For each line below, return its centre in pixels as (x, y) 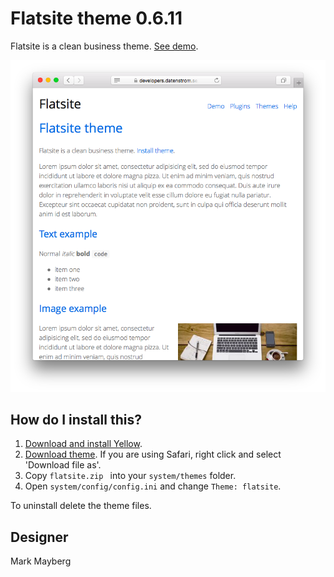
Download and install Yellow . (83, 444)
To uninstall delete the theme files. (81, 506)
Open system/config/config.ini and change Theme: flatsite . (153, 486)
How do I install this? (76, 419)
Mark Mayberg (41, 561)
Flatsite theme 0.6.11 (96, 18)
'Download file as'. (63, 465)
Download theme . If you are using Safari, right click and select (153, 454)
